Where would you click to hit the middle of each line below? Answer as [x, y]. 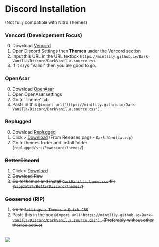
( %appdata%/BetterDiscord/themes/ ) [48, 186]
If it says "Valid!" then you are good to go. [54, 66]
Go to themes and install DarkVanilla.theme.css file [64, 181]
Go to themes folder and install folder [50, 142]
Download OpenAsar [33, 89]
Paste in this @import [33, 104]
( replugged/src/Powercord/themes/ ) [48, 147]
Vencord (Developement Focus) [44, 35]
